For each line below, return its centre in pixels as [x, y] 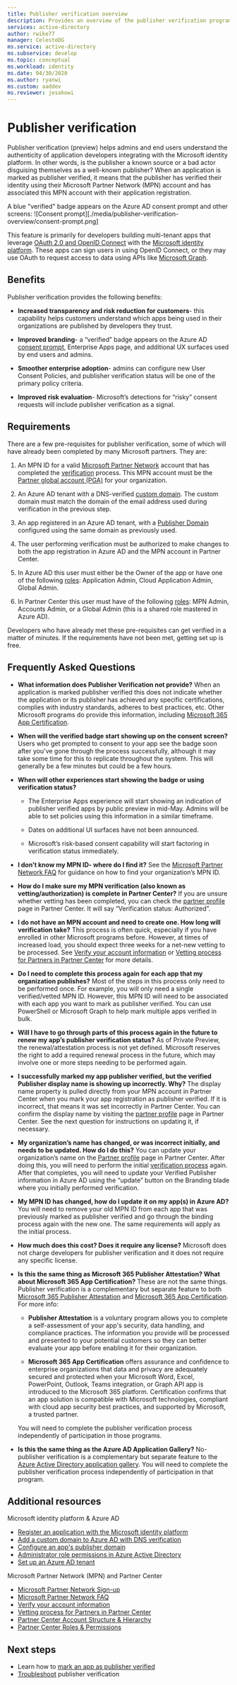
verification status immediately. [73, 851]
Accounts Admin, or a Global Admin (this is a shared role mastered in [117, 609]
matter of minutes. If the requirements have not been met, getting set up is [115, 637]
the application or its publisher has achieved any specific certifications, [121, 699]
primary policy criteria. [50, 383]
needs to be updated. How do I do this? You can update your [107, 1150]
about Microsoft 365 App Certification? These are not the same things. [122, 1281]
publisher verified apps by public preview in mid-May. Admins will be [128, 809]
